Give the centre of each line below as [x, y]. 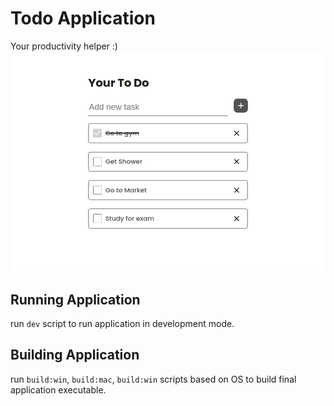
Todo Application [83, 18]
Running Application [75, 299]
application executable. [58, 389]
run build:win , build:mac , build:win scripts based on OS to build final [153, 379]
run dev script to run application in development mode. [122, 323]
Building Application [75, 355]
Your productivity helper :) [64, 46]
